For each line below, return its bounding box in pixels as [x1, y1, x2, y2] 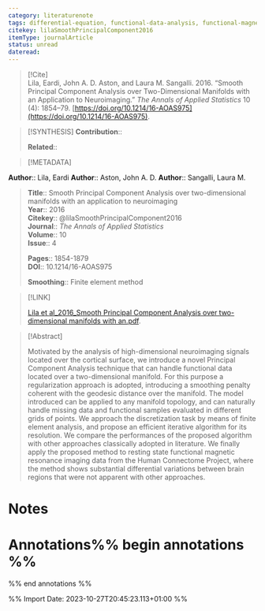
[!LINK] [27, 292, 51, 302]
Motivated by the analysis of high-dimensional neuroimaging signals [27, 347, 250, 356]
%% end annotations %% [8, 579, 92, 588]
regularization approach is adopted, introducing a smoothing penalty [27, 380, 251, 389]
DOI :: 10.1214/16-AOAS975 [27, 262, 113, 271]
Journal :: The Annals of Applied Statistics [27, 222, 164, 231]
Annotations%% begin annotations [8, 536, 244, 554]
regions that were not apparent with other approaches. [27, 472, 206, 482]
